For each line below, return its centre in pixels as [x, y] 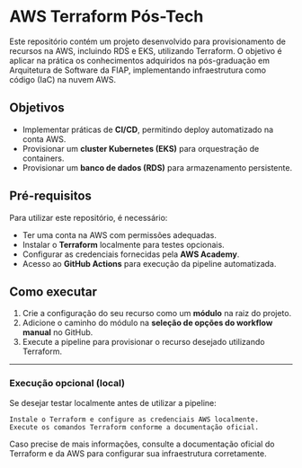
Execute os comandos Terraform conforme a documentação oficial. [134, 427]
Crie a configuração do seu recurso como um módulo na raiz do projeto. [157, 313]
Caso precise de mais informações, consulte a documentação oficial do [142, 444]
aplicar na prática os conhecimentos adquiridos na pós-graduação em [139, 60]
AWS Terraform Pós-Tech [107, 17]
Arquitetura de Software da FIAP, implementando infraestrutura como [138, 70]
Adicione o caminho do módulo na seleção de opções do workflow [147, 323]
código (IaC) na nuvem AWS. [63, 79]
